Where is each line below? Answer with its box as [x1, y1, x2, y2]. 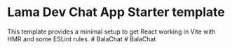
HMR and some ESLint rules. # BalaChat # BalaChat [7, 34, 156, 43]
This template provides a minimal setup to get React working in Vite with [7, 27, 216, 36]
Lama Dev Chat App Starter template [7, 4, 226, 20]
